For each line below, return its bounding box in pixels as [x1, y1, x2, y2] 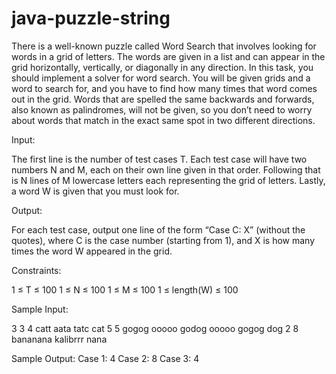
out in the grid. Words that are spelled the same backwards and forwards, [11, 93, 315, 105]
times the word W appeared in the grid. [11, 245, 173, 257]
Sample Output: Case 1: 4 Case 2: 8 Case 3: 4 [11, 352, 200, 364]
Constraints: [11, 264, 62, 276]
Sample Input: [11, 303, 69, 315]
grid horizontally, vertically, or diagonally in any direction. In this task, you [11, 61, 314, 73]
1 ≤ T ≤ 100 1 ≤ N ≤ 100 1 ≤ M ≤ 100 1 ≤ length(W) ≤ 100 [11, 283, 239, 296]
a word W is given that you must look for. [11, 185, 180, 197]
